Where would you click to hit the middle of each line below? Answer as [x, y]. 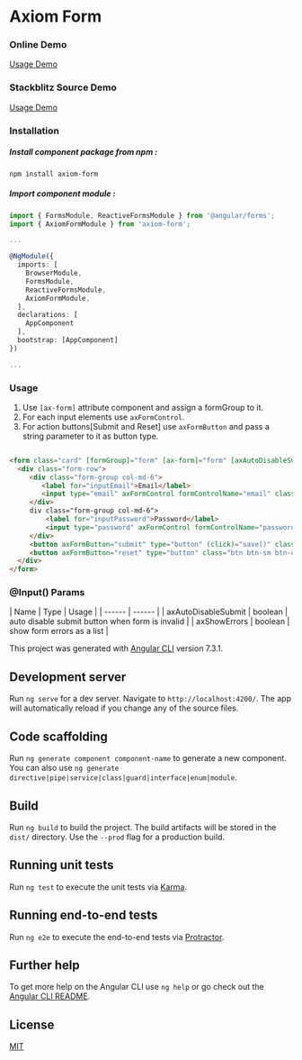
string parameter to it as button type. [90, 436]
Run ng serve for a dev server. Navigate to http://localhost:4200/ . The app [151, 699]
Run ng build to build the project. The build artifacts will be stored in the [143, 827]
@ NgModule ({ [31, 257]
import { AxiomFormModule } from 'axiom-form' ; [100, 224]
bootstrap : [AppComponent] [68, 340]
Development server [68, 677]
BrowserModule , [54, 273]
